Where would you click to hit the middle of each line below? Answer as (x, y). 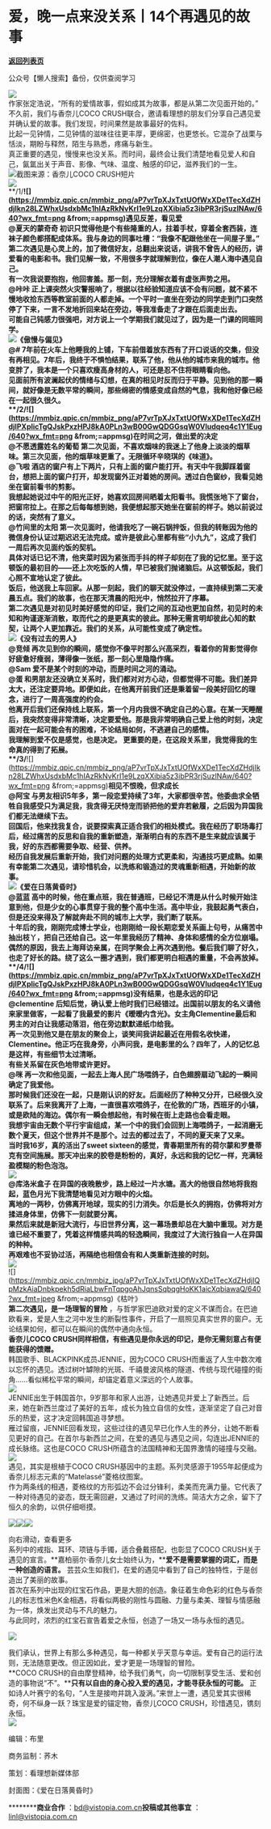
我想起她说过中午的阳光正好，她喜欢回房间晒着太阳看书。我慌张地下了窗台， (135, 497)
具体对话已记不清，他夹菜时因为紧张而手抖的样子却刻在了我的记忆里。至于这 (135, 557)
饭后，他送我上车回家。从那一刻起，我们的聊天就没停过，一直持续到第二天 (132, 588)
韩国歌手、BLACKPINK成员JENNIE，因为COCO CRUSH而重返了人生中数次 (132, 1359)
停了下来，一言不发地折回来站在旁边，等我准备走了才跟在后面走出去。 (125, 309)
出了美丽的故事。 (44, 1580)
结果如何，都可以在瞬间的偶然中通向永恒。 (86, 1329)
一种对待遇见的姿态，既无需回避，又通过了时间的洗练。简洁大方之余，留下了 (135, 1496)
